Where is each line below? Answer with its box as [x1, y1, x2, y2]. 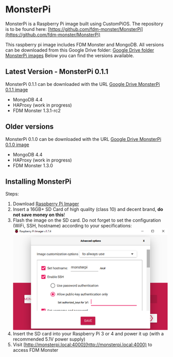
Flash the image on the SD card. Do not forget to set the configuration [12, 217, 161, 223]
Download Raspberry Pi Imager [12, 201, 79, 207]
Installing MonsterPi [5, 177, 72, 186]
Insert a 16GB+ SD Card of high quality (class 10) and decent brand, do [12, 206, 163, 212]
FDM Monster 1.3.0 [12, 162, 53, 168]
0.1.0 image [5, 141, 29, 148]
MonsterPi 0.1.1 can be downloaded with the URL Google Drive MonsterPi [5, 81, 160, 87]
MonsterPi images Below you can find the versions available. [5, 52, 134, 59]
